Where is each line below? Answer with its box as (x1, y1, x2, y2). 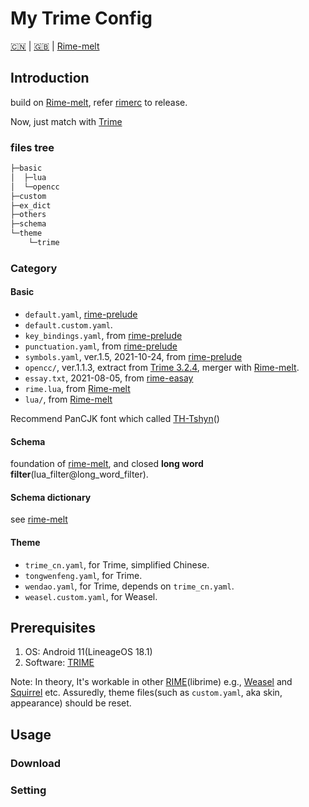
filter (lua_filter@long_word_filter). (10, 468, 149, 481)
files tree (10, 140, 55, 154)
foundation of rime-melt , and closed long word (10, 458, 204, 470)
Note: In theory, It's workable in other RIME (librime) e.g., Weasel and (10, 676, 293, 688)
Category (10, 261, 58, 275)
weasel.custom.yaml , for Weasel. (24, 590, 158, 602)
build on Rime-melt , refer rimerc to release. (10, 96, 188, 108)
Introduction (10, 70, 90, 87)
